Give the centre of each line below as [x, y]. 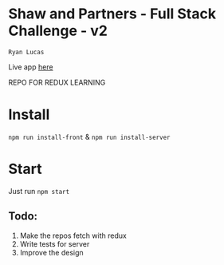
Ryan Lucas [26, 52]
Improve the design [51, 252]
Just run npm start [39, 191]
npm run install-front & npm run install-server [89, 136]
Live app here [31, 67]
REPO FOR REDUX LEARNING [57, 82]
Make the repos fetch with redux [73, 235]
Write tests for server [55, 243]
